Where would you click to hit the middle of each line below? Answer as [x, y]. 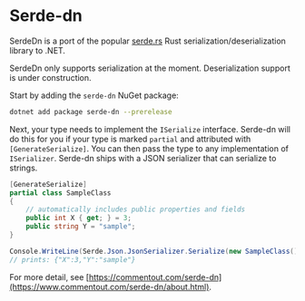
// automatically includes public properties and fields [136, 209]
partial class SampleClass [60, 193]
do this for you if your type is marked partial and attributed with [130, 139]
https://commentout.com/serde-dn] [155, 277]
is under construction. [51, 77]
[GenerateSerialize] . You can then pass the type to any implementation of [149, 148]
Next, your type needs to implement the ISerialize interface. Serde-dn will [150, 129]
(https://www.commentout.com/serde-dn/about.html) [109, 286]
